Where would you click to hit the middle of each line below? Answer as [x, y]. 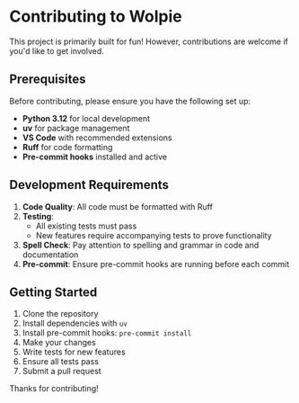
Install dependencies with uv [75, 323]
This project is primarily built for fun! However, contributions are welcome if [149, 41]
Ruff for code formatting [67, 147]
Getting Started [53, 292]
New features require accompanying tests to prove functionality [154, 235]
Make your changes [59, 343]
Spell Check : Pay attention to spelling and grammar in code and [141, 245]
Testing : [38, 216]
